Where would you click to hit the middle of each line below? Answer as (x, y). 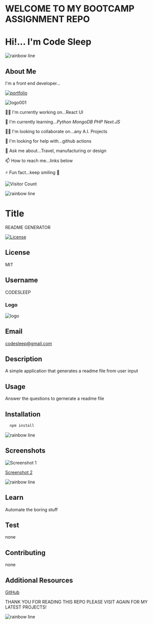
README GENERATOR (28, 227)
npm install (22, 426)
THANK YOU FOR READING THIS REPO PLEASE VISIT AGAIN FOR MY (76, 602)
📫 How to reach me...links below (39, 160)
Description (24, 359)
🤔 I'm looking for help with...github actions (48, 141)
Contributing (25, 553)
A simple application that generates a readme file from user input (72, 371)
